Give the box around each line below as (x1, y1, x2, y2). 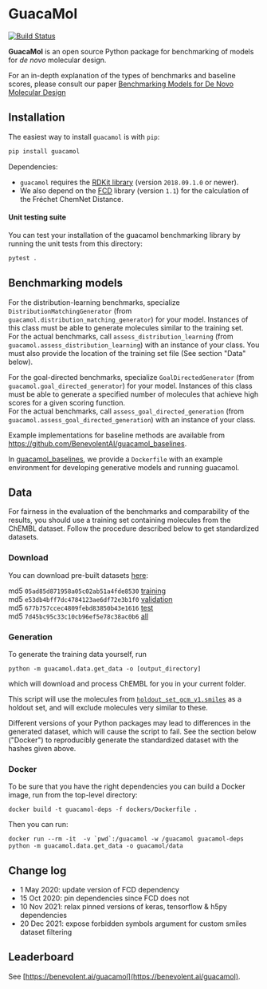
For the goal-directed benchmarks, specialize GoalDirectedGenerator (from (8, 372, 255, 382)
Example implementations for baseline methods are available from (8, 430, 226, 440)
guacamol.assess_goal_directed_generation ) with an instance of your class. (8, 414, 257, 424)
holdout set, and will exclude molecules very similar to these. (8, 702, 209, 712)
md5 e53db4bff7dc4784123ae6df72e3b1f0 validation (8, 594, 173, 603)
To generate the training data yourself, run (8, 649, 147, 659)
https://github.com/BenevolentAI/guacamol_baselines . (8, 438, 187, 448)
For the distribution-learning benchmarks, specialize (8, 297, 181, 307)
